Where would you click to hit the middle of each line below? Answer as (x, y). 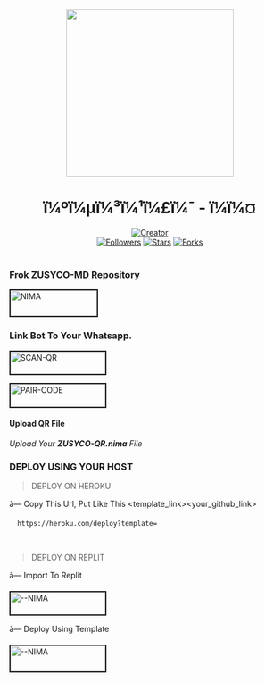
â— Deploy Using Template (59, 629)
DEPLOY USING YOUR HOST (71, 466)
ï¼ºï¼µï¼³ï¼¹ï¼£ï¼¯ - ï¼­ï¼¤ (150, 208)
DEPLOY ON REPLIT (68, 558)
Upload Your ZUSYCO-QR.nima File (76, 443)
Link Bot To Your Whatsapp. (70, 336)
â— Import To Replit (46, 576)
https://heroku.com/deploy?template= (87, 524)
